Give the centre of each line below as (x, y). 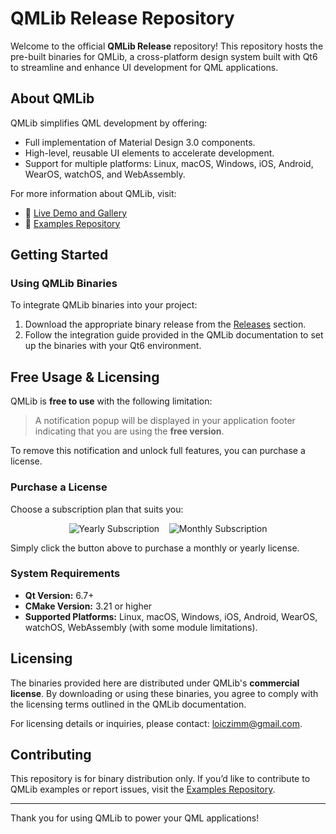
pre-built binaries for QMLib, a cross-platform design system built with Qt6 (164, 56)
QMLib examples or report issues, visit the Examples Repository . (143, 789)
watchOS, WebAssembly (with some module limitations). (141, 627)
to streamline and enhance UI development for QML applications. (144, 67)
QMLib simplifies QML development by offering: (109, 123)
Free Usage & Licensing (85, 377)
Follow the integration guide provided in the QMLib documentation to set (174, 335)
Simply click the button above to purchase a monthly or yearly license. (155, 548)
